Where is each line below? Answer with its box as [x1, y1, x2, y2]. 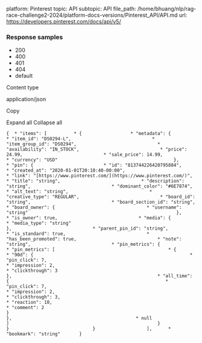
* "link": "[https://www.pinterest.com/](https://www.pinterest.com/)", [6, 173, 193, 179]
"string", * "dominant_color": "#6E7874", [6, 183, 193, 189]
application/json [6, 96, 46, 103]
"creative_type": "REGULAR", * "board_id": [6, 194, 196, 200]
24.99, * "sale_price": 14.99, [6, 152, 163, 158]
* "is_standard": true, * [6, 231, 150, 237]
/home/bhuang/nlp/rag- [137, 5, 197, 12]
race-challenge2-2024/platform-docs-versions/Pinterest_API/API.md [6, 11, 178, 19]
